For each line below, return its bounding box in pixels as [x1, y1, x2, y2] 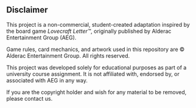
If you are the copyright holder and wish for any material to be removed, [6, 88, 187, 96]
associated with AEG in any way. [6, 76, 88, 84]
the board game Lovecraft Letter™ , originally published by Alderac [6, 27, 172, 35]
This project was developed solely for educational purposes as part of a [6, 64, 187, 71]
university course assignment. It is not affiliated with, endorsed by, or [6, 70, 180, 78]
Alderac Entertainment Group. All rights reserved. [6, 52, 130, 59]
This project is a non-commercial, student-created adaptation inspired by [6, 21, 190, 28]
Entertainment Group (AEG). [6, 33, 77, 41]
